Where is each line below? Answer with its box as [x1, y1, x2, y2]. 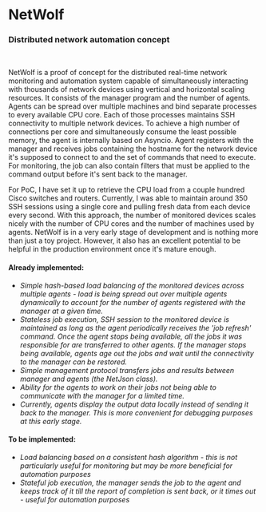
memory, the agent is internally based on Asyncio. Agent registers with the [8, 136, 254, 145]
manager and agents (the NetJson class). [19, 374, 158, 383]
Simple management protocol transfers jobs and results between [19, 365, 235, 375]
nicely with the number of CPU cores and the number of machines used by [8, 219, 255, 228]
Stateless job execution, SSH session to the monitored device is [19, 314, 230, 324]
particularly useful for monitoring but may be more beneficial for [19, 461, 233, 470]
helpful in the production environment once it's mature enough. [8, 244, 216, 254]
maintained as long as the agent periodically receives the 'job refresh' [19, 323, 252, 332]
